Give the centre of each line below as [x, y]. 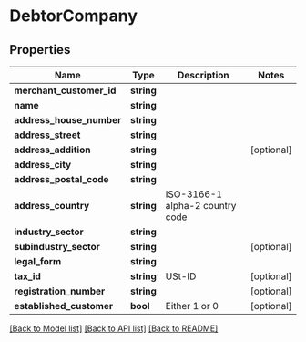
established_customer [64, 306]
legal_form [38, 261]
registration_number [60, 291]
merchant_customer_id [65, 90]
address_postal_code [61, 179]
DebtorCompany [74, 16]
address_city [43, 165]
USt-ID [181, 276]
